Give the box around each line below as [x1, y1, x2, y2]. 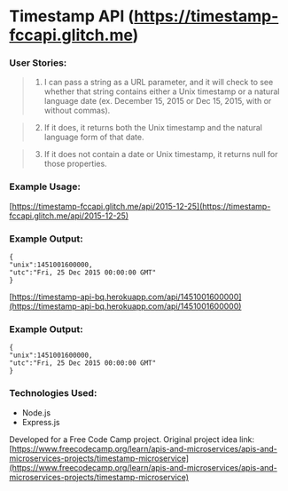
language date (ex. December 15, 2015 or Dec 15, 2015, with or [43, 96, 272, 107]
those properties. [43, 158, 108, 170]
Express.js [21, 416, 60, 427]
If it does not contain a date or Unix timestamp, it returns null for [43, 149, 278, 160]
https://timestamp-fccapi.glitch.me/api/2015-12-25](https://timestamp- [12, 201, 271, 211]
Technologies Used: [9, 387, 97, 400]
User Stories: [9, 57, 67, 69]
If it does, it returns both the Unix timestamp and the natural [43, 123, 263, 133]
